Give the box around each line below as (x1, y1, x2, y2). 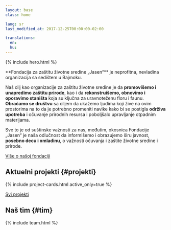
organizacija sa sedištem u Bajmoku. (5, 74, 82, 80)
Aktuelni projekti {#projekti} (5, 168, 96, 176)
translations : (5, 35, 36, 41)
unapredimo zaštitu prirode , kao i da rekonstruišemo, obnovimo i (5, 89, 145, 96)
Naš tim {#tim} (5, 206, 53, 215)
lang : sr (5, 21, 24, 27)
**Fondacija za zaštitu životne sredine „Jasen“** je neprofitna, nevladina (5, 68, 159, 75)
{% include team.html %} (5, 219, 58, 225)
